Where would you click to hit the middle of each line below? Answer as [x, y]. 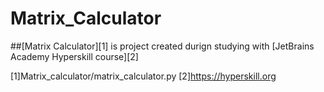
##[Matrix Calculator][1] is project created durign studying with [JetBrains [162, 46]
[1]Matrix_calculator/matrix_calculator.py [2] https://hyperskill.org [143, 76]
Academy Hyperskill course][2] [74, 56]
